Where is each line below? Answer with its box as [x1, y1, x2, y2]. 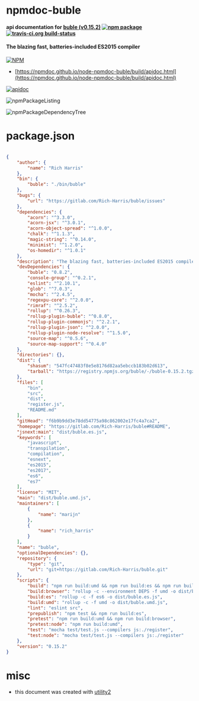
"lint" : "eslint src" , [27, 605, 84, 611]
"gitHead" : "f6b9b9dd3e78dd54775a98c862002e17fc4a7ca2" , [17, 418, 161, 424]
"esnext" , [27, 457, 52, 463]
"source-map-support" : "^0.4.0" [27, 341, 108, 347]
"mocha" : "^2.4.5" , [27, 291, 76, 298]
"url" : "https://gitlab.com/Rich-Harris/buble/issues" [27, 198, 166, 204]
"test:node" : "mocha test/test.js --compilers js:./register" [27, 632, 184, 639]
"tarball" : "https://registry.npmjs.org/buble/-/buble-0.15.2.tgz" [27, 369, 197, 374]
